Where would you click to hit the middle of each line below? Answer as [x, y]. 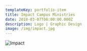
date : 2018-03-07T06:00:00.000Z [39, 19]
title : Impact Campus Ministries [40, 15]
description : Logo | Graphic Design [43, 24]
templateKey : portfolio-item [36, 10]
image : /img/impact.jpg [30, 29]
